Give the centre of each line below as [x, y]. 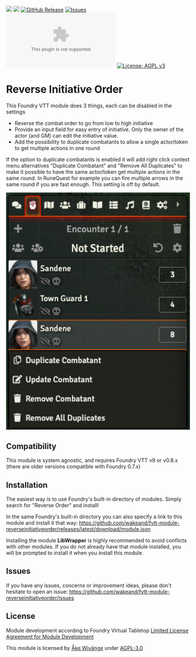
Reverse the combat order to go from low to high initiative [84, 123]
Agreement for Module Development [50, 637]
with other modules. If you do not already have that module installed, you [94, 547]
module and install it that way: [42, 523]
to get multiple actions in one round [57, 148]
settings [16, 112]
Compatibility [31, 446]
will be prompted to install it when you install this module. [75, 553]
